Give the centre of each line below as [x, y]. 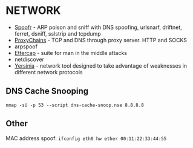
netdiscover [29, 59]
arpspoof [26, 47]
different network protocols [48, 72]
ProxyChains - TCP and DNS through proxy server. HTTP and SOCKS [100, 40]
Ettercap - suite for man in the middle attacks [71, 53]
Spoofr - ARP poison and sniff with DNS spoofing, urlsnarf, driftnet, [98, 27]
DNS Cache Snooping [47, 91]
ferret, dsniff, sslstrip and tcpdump [57, 33]
